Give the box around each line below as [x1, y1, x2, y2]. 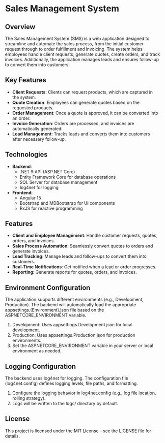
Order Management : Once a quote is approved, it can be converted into [12, 110, 159, 116]
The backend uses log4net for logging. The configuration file [5, 375, 129, 381]
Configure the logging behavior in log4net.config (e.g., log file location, [12, 390, 156, 396]
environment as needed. [12, 348, 62, 354]
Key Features [5, 76, 47, 84]
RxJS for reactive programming [19, 205, 83, 211]
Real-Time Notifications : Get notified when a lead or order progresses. [12, 264, 157, 270]
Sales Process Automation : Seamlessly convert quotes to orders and [12, 243, 153, 249]
